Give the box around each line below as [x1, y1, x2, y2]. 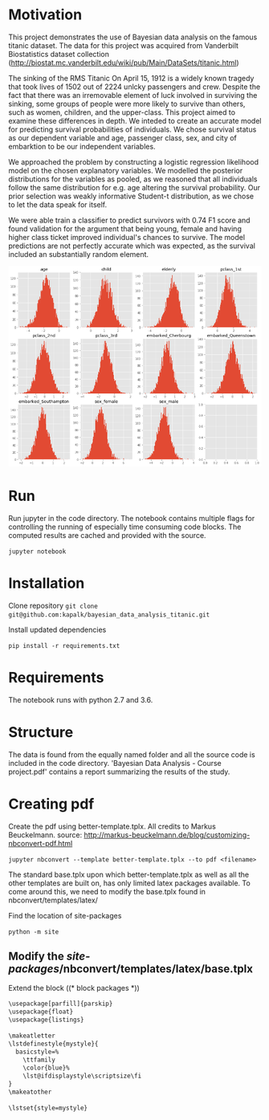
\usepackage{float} [8, 1008, 74, 1016]
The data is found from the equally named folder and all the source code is [8, 749, 255, 760]
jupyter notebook [8, 548, 67, 556]
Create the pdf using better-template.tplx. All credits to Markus [8, 821, 217, 831]
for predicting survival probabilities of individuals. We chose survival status [8, 124, 257, 134]
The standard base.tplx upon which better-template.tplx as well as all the [8, 870, 250, 879]
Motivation [8, 6, 83, 24]
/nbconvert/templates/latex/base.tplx [59, 962, 253, 976]
